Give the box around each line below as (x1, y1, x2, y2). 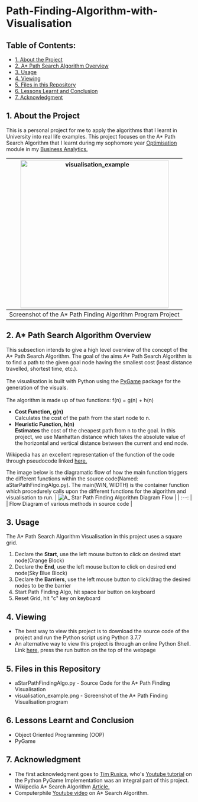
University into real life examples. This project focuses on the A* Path (6, 133, 176, 140)
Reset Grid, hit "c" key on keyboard (14, 595, 100, 602)
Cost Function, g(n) (14, 408, 64, 415)
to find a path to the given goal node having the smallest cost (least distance (6, 358, 193, 365)
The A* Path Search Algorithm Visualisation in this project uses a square (6, 533, 183, 540)
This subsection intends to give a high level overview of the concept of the (6, 346, 188, 353)
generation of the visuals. (6, 384, 68, 391)
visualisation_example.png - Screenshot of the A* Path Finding (14, 692, 168, 700)
